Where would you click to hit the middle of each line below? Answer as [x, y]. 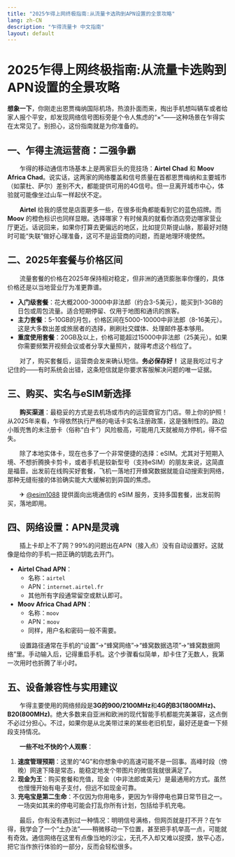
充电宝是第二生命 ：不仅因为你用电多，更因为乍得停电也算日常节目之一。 [121, 797]
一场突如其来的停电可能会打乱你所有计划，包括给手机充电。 [103, 805]
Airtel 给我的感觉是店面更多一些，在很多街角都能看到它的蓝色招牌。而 [121, 210]
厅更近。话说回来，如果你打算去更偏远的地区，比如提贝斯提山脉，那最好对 [114, 227]
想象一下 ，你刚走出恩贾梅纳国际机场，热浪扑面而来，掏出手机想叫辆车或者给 [117, 109]
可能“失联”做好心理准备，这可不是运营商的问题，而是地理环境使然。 [111, 236]
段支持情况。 [26, 732]
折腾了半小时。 [59, 663]
